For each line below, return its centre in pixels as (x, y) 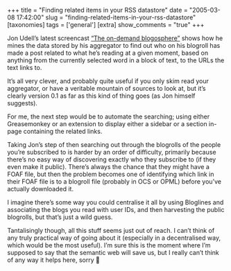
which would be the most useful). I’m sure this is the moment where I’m (109, 245)
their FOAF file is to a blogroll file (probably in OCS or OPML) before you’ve (114, 182)
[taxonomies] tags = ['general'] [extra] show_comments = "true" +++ (106, 25)
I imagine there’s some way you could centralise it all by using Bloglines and (115, 202)
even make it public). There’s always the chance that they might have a (109, 167)
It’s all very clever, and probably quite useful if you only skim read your (108, 81)
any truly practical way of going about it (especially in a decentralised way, (114, 238)
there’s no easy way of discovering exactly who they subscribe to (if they (112, 159)
